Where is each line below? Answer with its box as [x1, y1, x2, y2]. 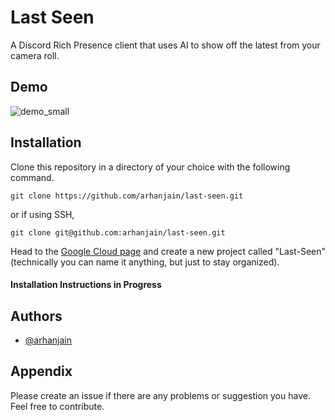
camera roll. [10, 49, 60, 61]
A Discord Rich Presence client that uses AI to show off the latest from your [10, 39, 321, 51]
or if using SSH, [10, 208, 75, 220]
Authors [10, 307, 63, 325]
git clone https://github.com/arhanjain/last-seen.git [10, 191, 244, 201]
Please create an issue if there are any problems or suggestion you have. [10, 389, 311, 401]
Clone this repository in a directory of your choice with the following [10, 161, 291, 173]
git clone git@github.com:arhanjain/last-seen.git [10, 227, 226, 238]
